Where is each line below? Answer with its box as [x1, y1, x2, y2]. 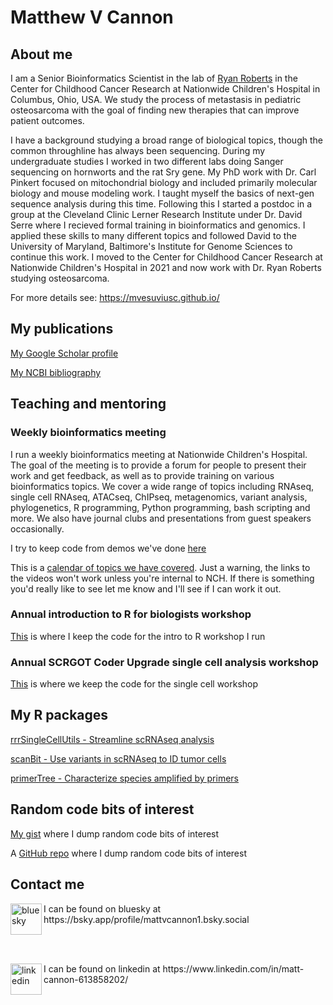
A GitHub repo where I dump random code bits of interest [10, 847, 248, 859]
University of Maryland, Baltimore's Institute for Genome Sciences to [10, 241, 293, 252]
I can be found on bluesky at [43, 902, 162, 915]
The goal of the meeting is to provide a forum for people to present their [10, 459, 307, 471]
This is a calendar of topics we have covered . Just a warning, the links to [10, 561, 311, 573]
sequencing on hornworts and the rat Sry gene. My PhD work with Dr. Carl [10, 166, 317, 178]
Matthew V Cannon [10, 6, 174, 29]
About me [10, 46, 73, 63]
